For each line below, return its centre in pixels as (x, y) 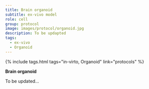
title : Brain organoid (29, 10)
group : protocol (22, 24)
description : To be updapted (36, 33)
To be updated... (22, 81)
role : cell (17, 19)
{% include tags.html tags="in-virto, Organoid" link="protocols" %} (75, 61)
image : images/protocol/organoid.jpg (45, 29)
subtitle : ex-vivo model (31, 15)
